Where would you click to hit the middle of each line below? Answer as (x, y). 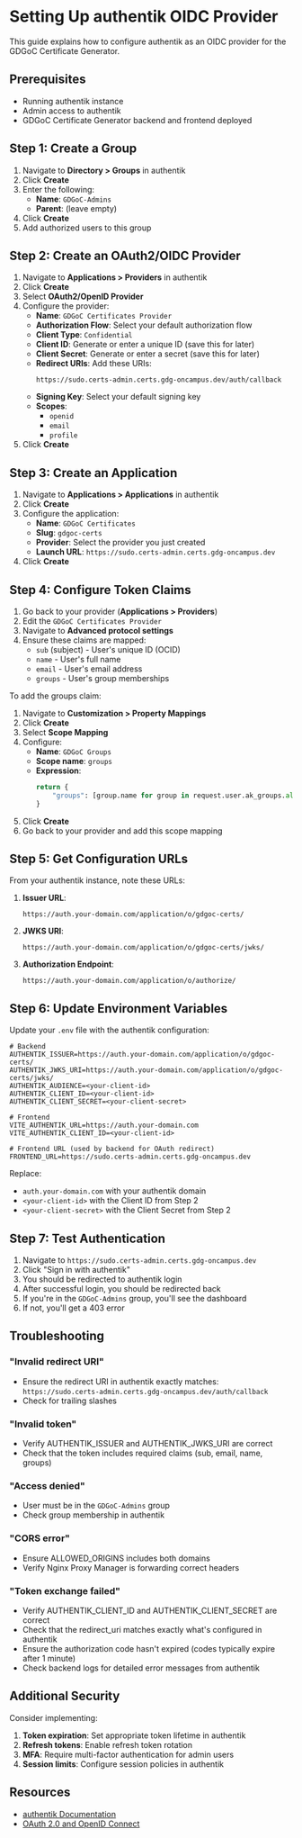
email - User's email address (89, 669)
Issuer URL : (44, 898)
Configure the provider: (66, 306)
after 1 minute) (49, 1658)
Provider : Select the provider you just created (120, 543)
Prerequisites (48, 80)
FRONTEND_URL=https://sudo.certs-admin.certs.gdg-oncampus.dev (130, 1157)
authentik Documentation (69, 1814)
